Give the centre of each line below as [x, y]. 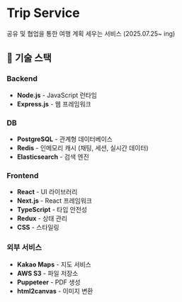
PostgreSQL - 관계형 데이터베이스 [64, 139]
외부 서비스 [24, 247]
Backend [22, 79]
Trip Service [43, 13]
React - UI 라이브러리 [47, 192]
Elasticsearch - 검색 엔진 [53, 157]
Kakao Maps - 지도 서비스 [54, 264]
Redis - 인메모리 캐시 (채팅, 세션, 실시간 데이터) [83, 147]
